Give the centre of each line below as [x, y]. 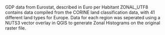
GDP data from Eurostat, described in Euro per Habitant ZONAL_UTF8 [77, 7]
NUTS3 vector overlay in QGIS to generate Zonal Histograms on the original [83, 23]
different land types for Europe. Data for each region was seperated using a [83, 17]
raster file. [16, 28]
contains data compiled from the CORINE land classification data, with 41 [80, 12]
